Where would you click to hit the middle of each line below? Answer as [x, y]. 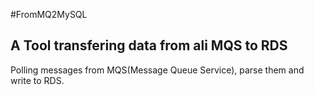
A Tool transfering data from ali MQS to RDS [149, 45]
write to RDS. [37, 80]
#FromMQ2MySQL [49, 14]
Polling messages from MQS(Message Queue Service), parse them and [157, 70]
